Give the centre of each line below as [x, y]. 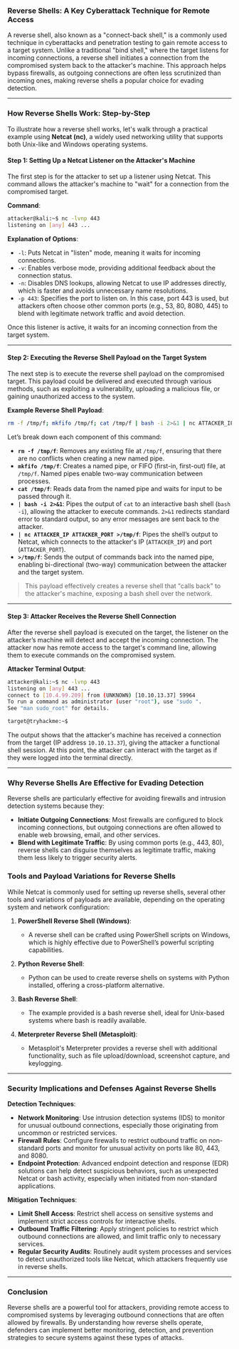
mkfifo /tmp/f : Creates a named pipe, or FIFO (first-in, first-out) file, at [121, 465]
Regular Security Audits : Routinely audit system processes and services [124, 1251]
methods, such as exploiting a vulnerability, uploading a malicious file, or [114, 388]
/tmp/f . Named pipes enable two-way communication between [110, 473]
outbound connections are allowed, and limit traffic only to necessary [119, 1236]
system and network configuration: [59, 907]
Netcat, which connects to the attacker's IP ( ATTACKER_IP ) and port [115, 542]
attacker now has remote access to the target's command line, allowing [112, 647]
